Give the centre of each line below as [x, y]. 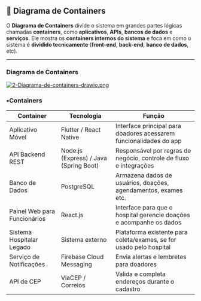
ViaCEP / [73, 278]
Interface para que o [144, 208]
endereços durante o [145, 282]
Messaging [77, 264]
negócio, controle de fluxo [153, 158]
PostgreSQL [78, 187]
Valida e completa [141, 274]
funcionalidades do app [149, 141]
